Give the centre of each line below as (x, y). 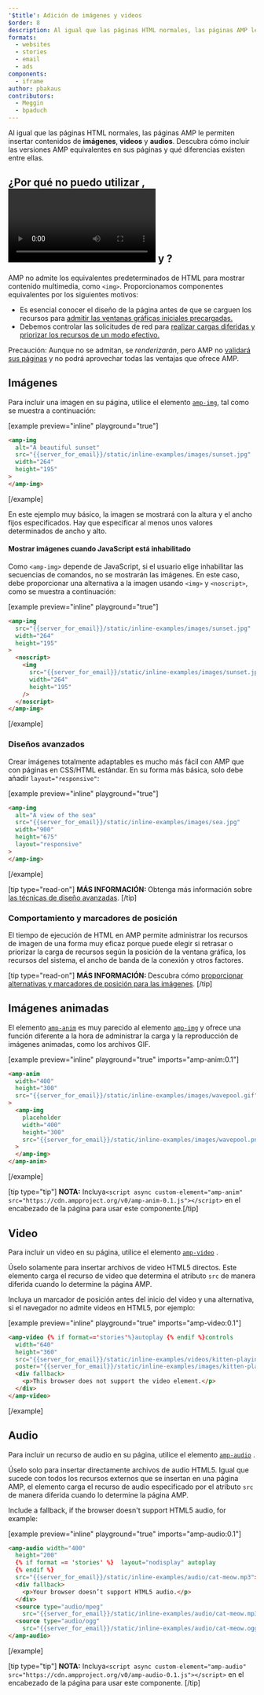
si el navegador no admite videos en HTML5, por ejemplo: (102, 1307)
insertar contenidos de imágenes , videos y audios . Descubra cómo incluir (129, 141)
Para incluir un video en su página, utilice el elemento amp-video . (113, 1252)
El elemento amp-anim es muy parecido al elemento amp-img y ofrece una (125, 1027)
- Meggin (29, 103)
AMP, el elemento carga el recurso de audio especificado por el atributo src (131, 1487)
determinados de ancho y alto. (58, 531)
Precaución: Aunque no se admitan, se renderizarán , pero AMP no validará (130, 350)
